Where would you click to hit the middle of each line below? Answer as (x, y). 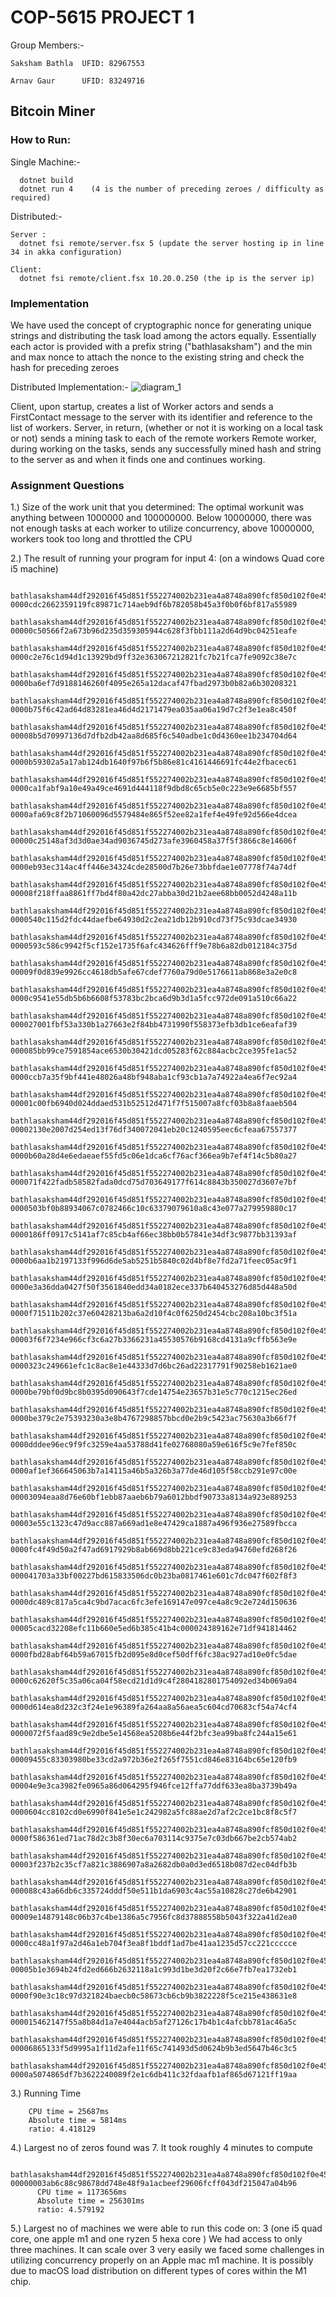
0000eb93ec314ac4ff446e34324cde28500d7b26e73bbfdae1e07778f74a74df (154, 867)
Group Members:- (47, 45)
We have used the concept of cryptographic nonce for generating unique (161, 325)
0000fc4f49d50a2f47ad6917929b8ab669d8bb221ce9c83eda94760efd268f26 (154, 1550)
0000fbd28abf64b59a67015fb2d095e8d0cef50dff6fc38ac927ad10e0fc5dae (154, 1655)
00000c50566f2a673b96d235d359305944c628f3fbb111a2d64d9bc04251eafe (154, 631)
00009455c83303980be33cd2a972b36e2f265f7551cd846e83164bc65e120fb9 (154, 1760)
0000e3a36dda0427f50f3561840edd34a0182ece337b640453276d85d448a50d (154, 1287)
